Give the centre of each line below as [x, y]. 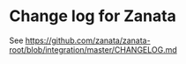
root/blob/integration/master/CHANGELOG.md [93, 49]
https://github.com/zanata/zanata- [88, 40]
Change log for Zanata [93, 16]
